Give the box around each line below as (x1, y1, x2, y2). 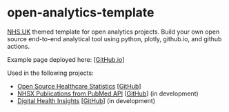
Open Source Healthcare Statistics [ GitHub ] (17, 82, 141, 90)
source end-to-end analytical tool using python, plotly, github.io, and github (7, 34, 222, 43)
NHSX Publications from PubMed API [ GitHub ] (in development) (17, 89, 199, 98)
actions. (7, 42, 30, 50)
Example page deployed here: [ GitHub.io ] (7, 55, 125, 63)
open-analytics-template (7, 5, 155, 21)
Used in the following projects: (7, 69, 94, 77)
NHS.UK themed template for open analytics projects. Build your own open (7, 27, 220, 36)
